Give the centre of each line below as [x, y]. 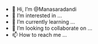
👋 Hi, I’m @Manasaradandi [44, 9]
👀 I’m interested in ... [37, 15]
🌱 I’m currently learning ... [43, 22]
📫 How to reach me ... [39, 35]
